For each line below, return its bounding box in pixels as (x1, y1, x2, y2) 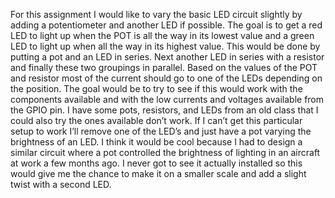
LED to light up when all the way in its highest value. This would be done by (10, 40, 321, 52)
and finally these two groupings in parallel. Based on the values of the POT (10, 62, 318, 73)
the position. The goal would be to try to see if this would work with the (10, 83, 303, 94)
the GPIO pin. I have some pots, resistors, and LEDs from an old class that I (10, 104, 319, 116)
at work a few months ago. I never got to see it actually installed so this (10, 157, 303, 169)
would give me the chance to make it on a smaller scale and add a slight (10, 168, 307, 179)
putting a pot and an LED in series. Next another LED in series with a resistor (10, 51, 325, 63)
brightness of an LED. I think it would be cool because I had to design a (10, 136, 303, 148)
